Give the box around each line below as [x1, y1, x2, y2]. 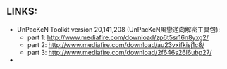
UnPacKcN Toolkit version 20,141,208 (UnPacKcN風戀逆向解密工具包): [16, 25, 220, 34]
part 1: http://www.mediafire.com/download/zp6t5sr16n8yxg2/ [27, 33, 209, 42]
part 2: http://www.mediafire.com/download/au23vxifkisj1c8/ [27, 40, 205, 49]
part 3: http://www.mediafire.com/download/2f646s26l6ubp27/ [27, 48, 212, 56]
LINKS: [6, 6, 38, 18]
